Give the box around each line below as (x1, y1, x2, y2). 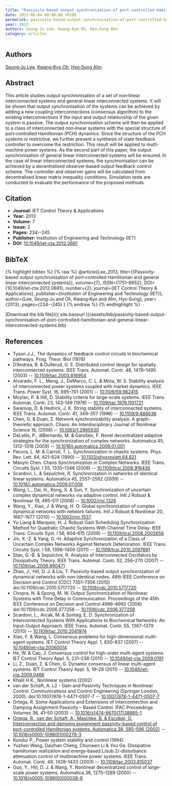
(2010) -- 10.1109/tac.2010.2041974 (12, 628, 87, 634)
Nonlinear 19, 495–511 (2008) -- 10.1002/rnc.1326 (12, 498, 117, 504)
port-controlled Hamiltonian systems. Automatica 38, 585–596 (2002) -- (12, 726, 165, 732)
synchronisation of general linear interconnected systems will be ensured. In (5, 152, 166, 158)
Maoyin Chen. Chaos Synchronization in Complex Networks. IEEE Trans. (12, 459, 165, 466)
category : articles (5, 31, 47, 36)
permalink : (5, 17, 29, 22)
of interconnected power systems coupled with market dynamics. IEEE (12, 384, 162, 390)
